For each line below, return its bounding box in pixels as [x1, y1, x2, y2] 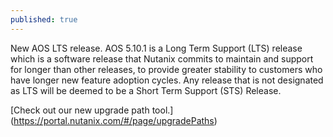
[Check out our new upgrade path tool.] [10, 104, 174, 116]
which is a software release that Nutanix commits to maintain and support [10, 52, 314, 65]
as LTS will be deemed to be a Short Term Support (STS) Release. [10, 84, 282, 96]
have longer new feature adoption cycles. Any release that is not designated [10, 74, 324, 86]
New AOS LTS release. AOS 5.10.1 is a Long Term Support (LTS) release [10, 42, 303, 54]
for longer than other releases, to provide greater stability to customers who [10, 63, 323, 75]
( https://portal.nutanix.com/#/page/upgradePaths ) [10, 114, 218, 126]
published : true [10, 14, 78, 25]
